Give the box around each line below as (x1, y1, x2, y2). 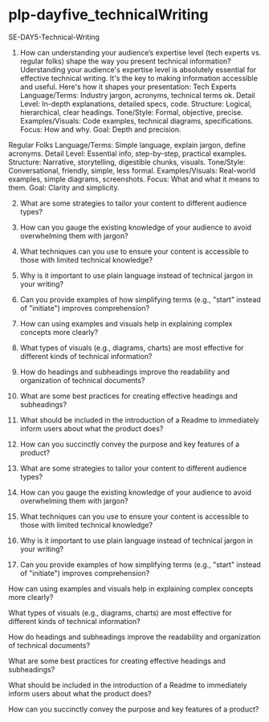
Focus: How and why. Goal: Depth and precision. (19, 124, 181, 134)
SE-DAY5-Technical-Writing (8, 32, 100, 42)
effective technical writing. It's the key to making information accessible (19, 73, 259, 83)
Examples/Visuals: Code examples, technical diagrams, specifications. (19, 116, 254, 125)
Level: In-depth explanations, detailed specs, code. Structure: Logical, (19, 99, 252, 108)
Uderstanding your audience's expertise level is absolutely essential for (19, 64, 257, 74)
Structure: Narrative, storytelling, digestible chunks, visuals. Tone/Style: (8, 157, 246, 166)
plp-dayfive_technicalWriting (8, 6, 209, 24)
